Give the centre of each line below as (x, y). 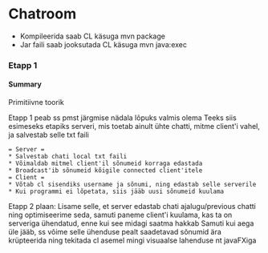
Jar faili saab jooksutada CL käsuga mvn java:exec (103, 44)
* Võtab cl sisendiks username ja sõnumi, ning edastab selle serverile (132, 185)
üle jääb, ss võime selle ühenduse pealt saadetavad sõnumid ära (115, 232)
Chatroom (43, 14)
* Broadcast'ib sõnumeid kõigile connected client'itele (106, 171)
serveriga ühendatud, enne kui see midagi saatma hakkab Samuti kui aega (131, 223)
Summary (25, 84)
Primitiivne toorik (36, 102)
